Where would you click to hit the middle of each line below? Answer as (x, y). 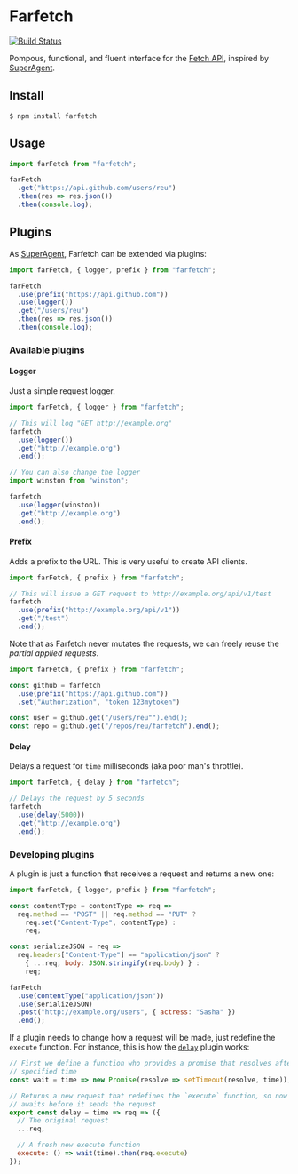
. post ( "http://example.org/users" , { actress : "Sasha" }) (127, 1012)
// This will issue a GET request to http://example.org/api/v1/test (141, 594)
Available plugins (47, 350)
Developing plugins (52, 854)
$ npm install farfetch (53, 116)
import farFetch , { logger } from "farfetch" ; (97, 407)
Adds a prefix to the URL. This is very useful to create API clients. (129, 561)
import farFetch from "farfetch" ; (73, 164)
